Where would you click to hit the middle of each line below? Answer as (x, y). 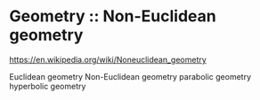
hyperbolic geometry (48, 86)
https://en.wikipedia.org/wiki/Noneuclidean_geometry (108, 59)
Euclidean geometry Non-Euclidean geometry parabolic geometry (130, 76)
